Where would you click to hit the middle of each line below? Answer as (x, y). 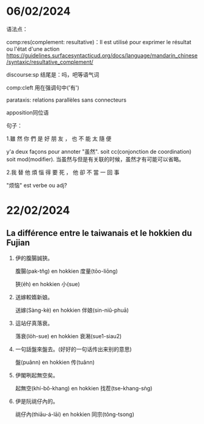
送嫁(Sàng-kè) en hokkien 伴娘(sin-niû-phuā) (72, 310)
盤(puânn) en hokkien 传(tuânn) (55, 362)
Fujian (18, 242)
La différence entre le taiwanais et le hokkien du (99, 233)
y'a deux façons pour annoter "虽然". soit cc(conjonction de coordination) (99, 151)
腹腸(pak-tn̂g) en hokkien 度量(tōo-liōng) (66, 271)
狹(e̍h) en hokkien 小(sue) (48, 284)
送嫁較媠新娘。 (34, 297)
